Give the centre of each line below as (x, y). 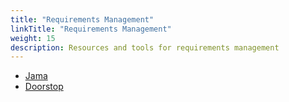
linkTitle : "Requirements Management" (91, 29)
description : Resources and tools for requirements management (145, 47)
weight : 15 (33, 38)
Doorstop (44, 87)
